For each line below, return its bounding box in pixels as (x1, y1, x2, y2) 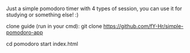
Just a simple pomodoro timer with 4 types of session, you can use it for (6, 5, 182, 12)
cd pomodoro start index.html (6, 41, 78, 47)
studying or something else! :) (6, 11, 79, 18)
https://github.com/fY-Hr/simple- (103, 23, 184, 29)
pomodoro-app (6, 29, 43, 36)
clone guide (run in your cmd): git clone (6, 23, 102, 29)
